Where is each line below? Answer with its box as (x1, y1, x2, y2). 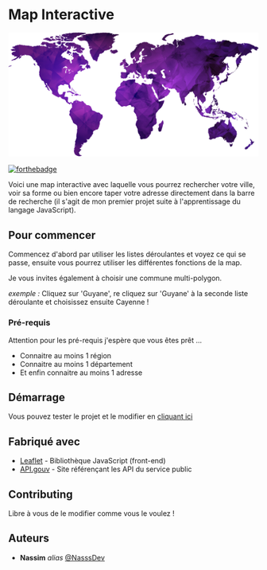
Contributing (8, 487, 73, 501)
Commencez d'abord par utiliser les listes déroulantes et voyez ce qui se (8, 249, 246, 260)
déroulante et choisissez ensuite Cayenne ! (8, 297, 149, 307)
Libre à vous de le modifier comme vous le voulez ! (8, 509, 175, 518)
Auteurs (8, 532, 50, 545)
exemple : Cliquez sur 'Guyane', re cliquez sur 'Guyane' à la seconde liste (8, 289, 249, 299)
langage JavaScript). (8, 205, 77, 215)
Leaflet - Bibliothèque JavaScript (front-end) (19, 456, 166, 466)
